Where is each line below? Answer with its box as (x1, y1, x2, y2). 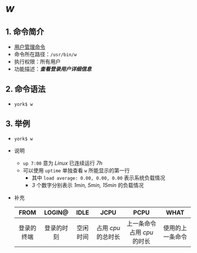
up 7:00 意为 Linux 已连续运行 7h (22, 159, 103, 167)
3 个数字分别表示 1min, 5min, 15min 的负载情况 (31, 181, 144, 188)
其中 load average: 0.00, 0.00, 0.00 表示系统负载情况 (31, 174, 166, 181)
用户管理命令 (14, 44, 45, 50)
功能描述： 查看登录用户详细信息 (14, 65, 92, 72)
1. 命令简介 (5, 26, 45, 36)
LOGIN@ (44, 208, 69, 217)
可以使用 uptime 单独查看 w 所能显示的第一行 (22, 167, 130, 174)
